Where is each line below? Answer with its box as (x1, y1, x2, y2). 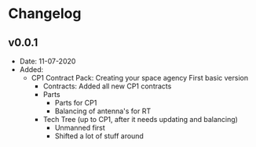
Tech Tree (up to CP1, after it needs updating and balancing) (42, 115, 238, 124)
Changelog (8, 5, 82, 23)
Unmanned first (54, 123, 106, 132)
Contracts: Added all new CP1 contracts (42, 81, 172, 91)
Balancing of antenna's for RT (54, 106, 152, 116)
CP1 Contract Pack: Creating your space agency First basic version (31, 73, 249, 82)
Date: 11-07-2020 (19, 56, 76, 66)
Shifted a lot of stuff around (54, 131, 144, 141)
